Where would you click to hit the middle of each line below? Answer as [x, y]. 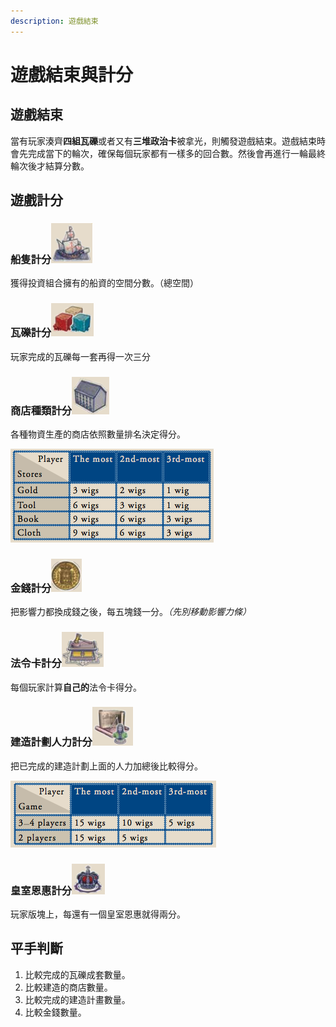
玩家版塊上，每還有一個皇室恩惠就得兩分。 [98, 914]
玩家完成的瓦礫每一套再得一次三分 [80, 356]
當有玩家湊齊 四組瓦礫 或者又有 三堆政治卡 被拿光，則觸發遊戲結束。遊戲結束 [163, 141]
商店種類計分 [41, 410]
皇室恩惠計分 [41, 890]
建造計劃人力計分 [51, 742]
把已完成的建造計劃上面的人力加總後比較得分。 [106, 766]
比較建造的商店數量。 [68, 987]
